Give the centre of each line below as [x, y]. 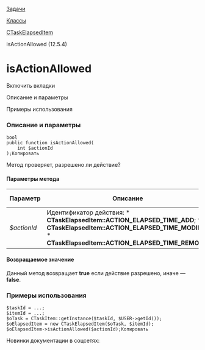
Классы [16, 20]
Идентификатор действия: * [88, 212]
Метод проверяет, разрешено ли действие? [63, 165]
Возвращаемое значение [40, 260]
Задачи [16, 9]
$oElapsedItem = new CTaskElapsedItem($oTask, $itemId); [80, 324]
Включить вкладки [31, 85]
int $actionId [35, 149]
